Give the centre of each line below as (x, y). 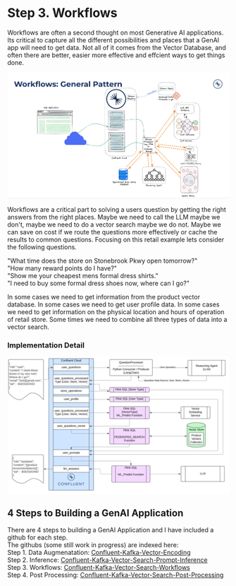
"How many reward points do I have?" (62, 268)
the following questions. (42, 247)
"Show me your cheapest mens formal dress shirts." (83, 276)
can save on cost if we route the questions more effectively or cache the (112, 232)
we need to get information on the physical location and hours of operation (116, 312)
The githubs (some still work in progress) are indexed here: (93, 545)
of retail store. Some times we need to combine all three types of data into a (117, 320)
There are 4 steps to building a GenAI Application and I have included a (111, 530)
